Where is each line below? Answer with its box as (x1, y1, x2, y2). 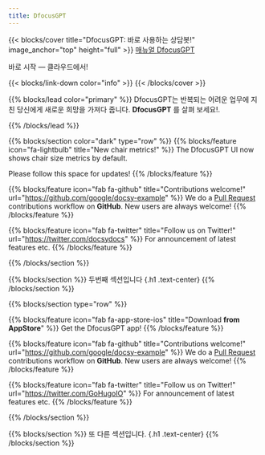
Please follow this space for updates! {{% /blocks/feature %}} (8, 169, 213, 178)
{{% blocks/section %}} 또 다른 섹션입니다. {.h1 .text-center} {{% (8, 429, 219, 438)
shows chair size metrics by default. (8, 153, 128, 163)
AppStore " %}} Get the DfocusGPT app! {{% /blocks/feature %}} (8, 323, 224, 333)
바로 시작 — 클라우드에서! (8, 62, 88, 71)
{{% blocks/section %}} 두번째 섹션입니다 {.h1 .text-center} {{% (8, 274, 215, 284)
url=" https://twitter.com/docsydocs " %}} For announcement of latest (8, 234, 237, 243)
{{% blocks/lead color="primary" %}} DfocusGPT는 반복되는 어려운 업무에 (8, 94, 250, 104)
